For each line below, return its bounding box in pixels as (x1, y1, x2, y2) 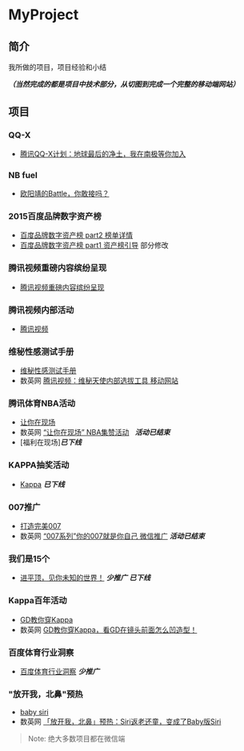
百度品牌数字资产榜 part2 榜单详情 (19, 230, 134, 240)
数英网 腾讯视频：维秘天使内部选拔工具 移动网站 (19, 375, 178, 386)
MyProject (8, 6, 79, 24)
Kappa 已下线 (19, 479, 66, 489)
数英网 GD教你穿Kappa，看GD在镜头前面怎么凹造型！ (19, 624, 198, 635)
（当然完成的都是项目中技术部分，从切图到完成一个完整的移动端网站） (8, 79, 240, 89)
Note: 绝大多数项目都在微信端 (27, 734, 126, 744)
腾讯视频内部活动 (8, 304, 74, 315)
